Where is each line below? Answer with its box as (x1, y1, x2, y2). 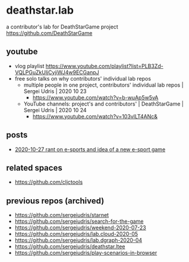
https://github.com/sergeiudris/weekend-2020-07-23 (14, 224, 147, 231)
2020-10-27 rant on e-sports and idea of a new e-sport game (14, 146, 166, 153)
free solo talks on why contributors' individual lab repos (14, 75, 152, 82)
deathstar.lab (6, 4, 74, 17)
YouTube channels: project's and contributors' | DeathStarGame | (23, 100, 184, 107)
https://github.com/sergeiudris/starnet (14, 212, 109, 219)
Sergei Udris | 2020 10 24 (23, 106, 87, 113)
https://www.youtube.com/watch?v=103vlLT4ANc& (32, 113, 158, 120)
